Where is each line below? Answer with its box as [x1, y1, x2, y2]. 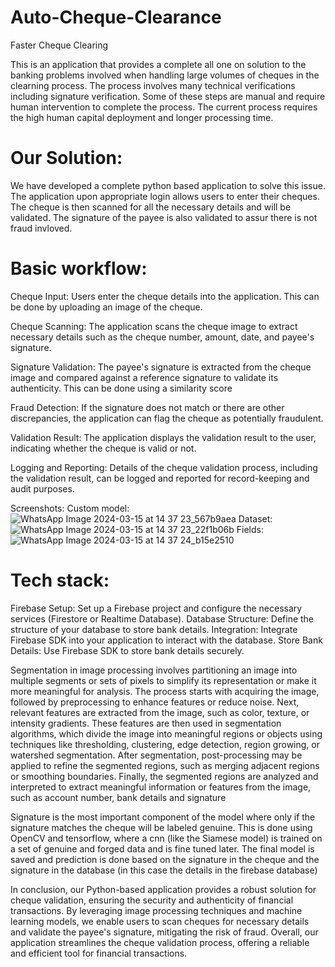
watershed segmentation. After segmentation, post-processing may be [10, 749, 303, 761]
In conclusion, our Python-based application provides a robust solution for [10, 883, 317, 895]
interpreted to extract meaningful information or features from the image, [10, 781, 312, 793]
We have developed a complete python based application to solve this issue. [10, 179, 326, 191]
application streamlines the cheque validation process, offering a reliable [10, 936, 310, 948]
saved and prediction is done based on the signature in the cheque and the [10, 853, 320, 865]
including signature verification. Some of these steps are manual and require [10, 90, 326, 102]
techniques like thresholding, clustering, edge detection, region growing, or [10, 738, 320, 750]
